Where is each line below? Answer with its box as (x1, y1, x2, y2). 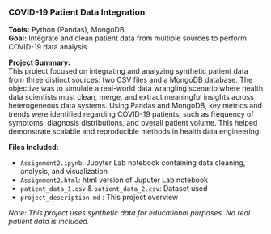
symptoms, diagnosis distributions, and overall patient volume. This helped (8, 118, 258, 128)
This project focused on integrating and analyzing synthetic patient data (8, 66, 248, 76)
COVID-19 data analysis (8, 42, 87, 52)
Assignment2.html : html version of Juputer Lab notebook (19, 175, 209, 185)
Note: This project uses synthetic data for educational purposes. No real (8, 208, 251, 218)
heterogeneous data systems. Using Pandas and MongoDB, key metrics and (8, 100, 263, 111)
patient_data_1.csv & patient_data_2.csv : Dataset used (19, 184, 208, 194)
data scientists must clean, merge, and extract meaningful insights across (8, 92, 255, 102)
